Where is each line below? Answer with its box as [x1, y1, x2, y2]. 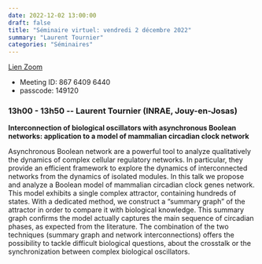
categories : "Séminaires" [8, 41, 93, 49]
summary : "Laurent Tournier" [8, 33, 104, 42]
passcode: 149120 [19, 86, 79, 95]
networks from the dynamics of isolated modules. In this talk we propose [8, 172, 245, 181]
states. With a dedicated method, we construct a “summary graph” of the [8, 197, 245, 207]
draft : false [8, 19, 51, 27]
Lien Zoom [8, 62, 43, 71]
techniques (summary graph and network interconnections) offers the [8, 230, 234, 240]
